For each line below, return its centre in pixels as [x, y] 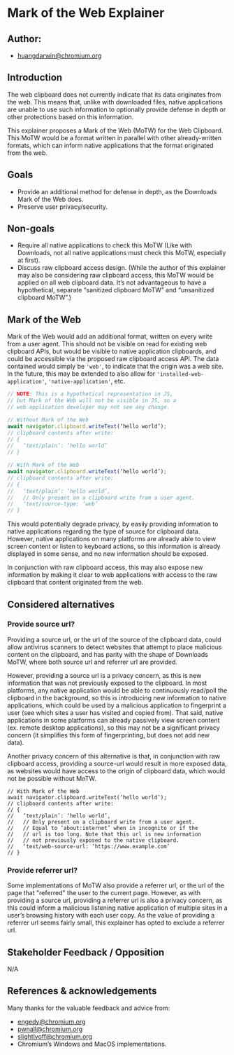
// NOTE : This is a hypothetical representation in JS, [90, 394]
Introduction [35, 77]
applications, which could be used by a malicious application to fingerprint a [117, 705]
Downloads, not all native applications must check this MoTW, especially [122, 253]
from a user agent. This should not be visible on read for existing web [107, 344]
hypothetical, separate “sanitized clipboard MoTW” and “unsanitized [116, 290]
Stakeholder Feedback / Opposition [86, 952]
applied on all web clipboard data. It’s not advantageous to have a [112, 283]
